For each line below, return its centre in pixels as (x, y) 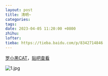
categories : (18, 19)
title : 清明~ (18, 15)
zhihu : (12, 33)
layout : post (19, 10)
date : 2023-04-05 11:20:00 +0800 (41, 29)
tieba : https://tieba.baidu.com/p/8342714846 (54, 43)
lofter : (13, 39)
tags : (11, 24)
